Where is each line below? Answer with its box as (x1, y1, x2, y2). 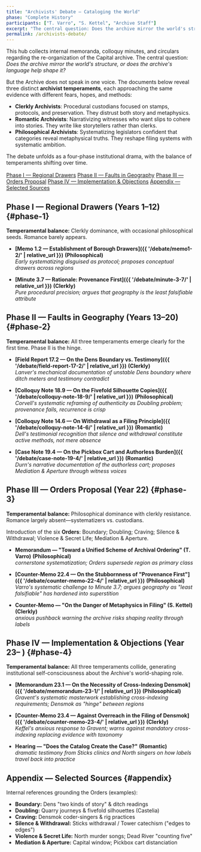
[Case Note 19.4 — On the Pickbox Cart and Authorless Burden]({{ (14, 448, 184, 455)
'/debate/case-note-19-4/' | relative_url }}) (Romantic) (14, 454, 154, 461)
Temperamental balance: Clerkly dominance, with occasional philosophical (6, 227, 193, 234)
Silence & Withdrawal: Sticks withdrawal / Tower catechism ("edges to (14, 820, 190, 827)
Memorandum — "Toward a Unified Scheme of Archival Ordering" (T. (14, 546, 191, 553)
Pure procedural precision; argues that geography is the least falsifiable (14, 288, 193, 296)
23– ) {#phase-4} (6, 647, 72, 657)
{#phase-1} (6, 211, 50, 221)
